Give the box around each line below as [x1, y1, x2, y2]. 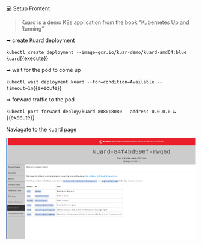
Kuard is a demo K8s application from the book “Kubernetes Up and [20, 19, 189, 26]
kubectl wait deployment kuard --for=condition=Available [6, 79, 155, 85]
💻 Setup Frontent [6, 5, 50, 12]
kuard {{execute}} [6, 55, 49, 62]
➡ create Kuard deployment [6, 37, 75, 44]
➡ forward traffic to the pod [6, 96, 75, 103]
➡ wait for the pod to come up [6, 67, 81, 73]
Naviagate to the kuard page [6, 126, 77, 133]
